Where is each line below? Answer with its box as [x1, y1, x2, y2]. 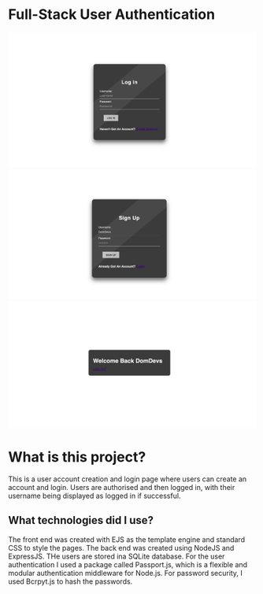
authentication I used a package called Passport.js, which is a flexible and [8, 559, 248, 569]
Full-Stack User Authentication [8, 6, 215, 24]
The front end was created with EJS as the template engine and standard [8, 534, 246, 544]
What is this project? [8, 448, 146, 466]
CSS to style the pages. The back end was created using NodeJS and [8, 543, 235, 552]
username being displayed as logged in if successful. [8, 491, 181, 500]
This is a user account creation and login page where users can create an [8, 474, 247, 484]
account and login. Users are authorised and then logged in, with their [8, 482, 235, 492]
